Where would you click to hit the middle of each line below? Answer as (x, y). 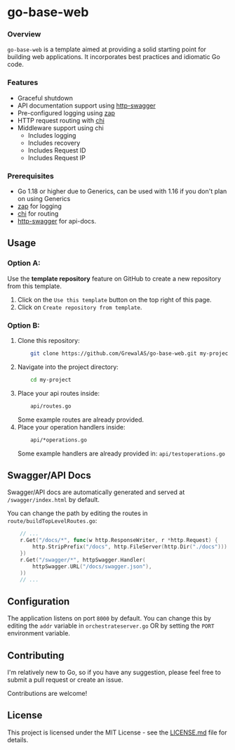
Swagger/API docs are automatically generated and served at (96, 492)
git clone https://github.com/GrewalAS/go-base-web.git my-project (131, 354)
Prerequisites (31, 176)
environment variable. (39, 633)
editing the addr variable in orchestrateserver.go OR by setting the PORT (111, 626)
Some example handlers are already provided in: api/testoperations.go (121, 453)
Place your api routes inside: (59, 393)
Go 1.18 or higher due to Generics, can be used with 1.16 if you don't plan (122, 191)
